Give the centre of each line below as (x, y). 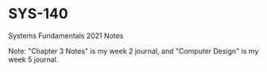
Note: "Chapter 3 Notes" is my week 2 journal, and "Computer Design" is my (133, 51)
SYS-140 (39, 14)
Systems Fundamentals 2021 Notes (66, 36)
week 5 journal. (33, 59)
